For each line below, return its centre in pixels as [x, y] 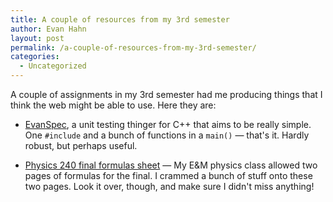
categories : [35, 57]
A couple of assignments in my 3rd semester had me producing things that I [166, 94]
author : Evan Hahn [48, 29]
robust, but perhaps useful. [81, 145]
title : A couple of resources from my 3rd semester [120, 19]
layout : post [37, 38]
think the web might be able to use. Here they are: [113, 105]
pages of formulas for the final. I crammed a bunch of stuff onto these [168, 175]
